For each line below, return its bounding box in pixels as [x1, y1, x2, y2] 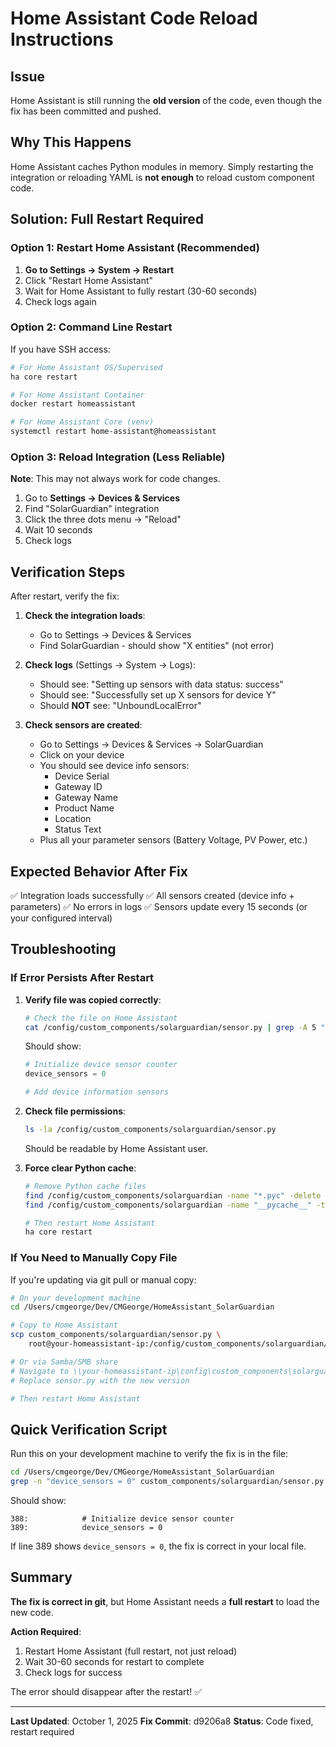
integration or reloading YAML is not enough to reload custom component [10, 171, 315, 183]
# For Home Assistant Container [10, 390, 145, 400]
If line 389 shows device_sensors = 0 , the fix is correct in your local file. [10, 1540, 307, 1552]
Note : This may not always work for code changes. [10, 473, 221, 485]
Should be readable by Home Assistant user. [24, 1142, 209, 1154]
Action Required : [10, 1625, 82, 1637]
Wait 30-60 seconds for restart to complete [24, 1655, 205, 1667]
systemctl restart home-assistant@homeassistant [10, 427, 217, 437]
